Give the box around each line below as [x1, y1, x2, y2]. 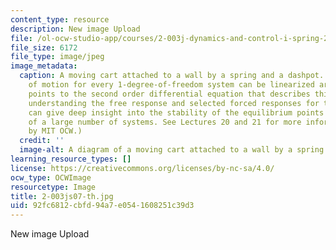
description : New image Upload [10, 24, 141, 34]
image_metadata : [10, 61, 78, 71]
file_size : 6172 [10, 42, 78, 53]
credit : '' [19, 136, 65, 146]
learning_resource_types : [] [10, 154, 132, 164]
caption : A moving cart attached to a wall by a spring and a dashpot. [19, 71, 325, 81]
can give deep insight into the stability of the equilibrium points [28, 107, 325, 118]
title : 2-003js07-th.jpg [10, 191, 114, 201]
